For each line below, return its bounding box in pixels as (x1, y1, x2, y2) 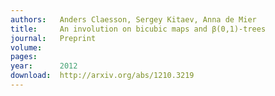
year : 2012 (10, 61, 78, 71)
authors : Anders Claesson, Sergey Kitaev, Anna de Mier (10, 14, 257, 25)
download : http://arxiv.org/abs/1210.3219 (10, 71, 195, 81)
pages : (10, 52, 38, 62)
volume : (10, 42, 43, 53)
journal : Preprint (10, 33, 97, 43)
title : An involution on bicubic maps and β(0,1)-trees (10, 24, 267, 34)
